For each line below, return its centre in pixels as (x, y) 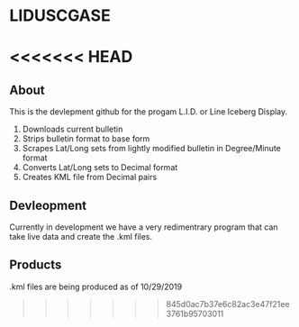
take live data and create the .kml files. (81, 236)
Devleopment (48, 205)
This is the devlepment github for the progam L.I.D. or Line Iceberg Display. (149, 112)
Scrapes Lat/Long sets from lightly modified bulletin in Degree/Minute (151, 149)
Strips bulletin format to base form (86, 139)
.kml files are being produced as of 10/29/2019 (96, 286)
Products (36, 265)
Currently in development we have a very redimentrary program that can (144, 227)
